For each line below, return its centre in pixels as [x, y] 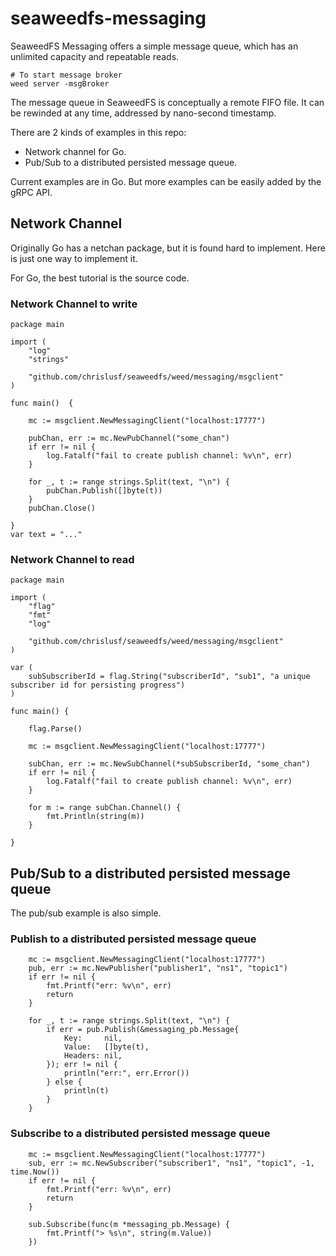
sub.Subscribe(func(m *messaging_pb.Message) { [129, 1224]
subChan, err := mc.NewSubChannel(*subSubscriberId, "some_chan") [169, 764]
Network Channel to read [72, 559]
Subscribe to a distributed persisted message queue [140, 1134]
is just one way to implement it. [74, 258]
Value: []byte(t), [106, 1047]
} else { [64, 1082]
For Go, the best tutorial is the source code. [100, 278]
